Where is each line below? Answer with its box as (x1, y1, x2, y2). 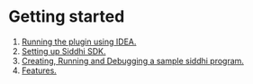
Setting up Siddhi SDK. (21, 45, 106, 56)
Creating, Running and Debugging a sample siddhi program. (21, 55, 245, 66)
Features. (21, 65, 58, 76)
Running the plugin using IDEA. (21, 36, 137, 47)
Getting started (8, 6, 125, 27)
